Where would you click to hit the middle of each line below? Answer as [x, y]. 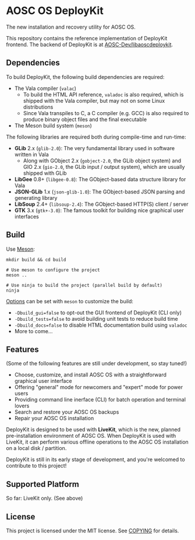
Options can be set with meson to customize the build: [70, 301]
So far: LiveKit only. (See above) [45, 499]
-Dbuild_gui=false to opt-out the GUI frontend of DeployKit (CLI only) [98, 312]
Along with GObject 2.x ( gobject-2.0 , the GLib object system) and [102, 160]
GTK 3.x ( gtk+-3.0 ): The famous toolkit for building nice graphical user [99, 210]
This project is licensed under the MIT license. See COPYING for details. [93, 531]
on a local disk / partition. [36, 448]
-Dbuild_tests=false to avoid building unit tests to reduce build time [96, 319]
